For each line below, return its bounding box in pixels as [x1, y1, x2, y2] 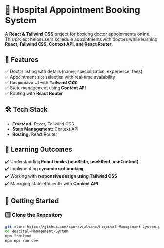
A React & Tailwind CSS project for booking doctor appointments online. [5, 31, 151, 37]
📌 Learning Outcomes [5, 145, 72, 153]
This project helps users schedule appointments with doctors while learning [5, 36, 158, 42]
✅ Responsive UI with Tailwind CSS [5, 79, 77, 85]
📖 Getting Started [5, 196, 59, 205]
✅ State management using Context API [5, 85, 86, 91]
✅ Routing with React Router [5, 90, 63, 96]
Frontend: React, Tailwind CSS [12, 121, 74, 126]
